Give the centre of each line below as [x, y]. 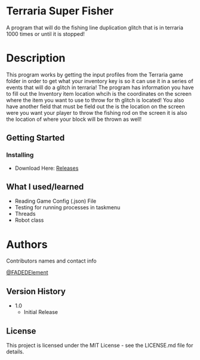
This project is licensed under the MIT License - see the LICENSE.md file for [100, 345]
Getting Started [36, 138]
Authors [27, 244]
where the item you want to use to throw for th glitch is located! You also [95, 100]
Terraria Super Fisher [60, 11]
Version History [36, 291]
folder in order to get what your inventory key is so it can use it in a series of [100, 81]
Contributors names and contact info [51, 261]
